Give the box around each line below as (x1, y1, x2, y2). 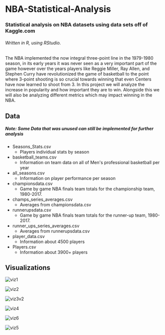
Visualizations (5, 263, 51, 272)
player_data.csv (12, 233, 45, 239)
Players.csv (12, 244, 36, 250)
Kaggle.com (5, 27, 36, 34)
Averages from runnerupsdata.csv (19, 228, 90, 234)
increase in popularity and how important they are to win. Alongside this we (5, 87, 160, 93)
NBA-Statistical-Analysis (5, 3, 111, 15)
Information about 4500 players (19, 239, 85, 245)
